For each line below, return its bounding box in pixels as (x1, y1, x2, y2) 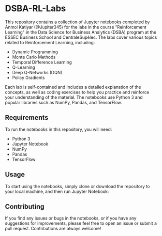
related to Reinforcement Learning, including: (5, 39, 95, 45)
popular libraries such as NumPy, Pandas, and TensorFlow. (5, 99, 122, 105)
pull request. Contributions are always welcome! (5, 226, 101, 232)
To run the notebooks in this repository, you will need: (5, 126, 112, 132)
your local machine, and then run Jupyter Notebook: (5, 189, 109, 194)
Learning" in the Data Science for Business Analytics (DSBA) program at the (5, 29, 157, 35)
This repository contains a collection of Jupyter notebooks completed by (5, 19, 150, 25)
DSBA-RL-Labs (5, 3, 66, 14)
